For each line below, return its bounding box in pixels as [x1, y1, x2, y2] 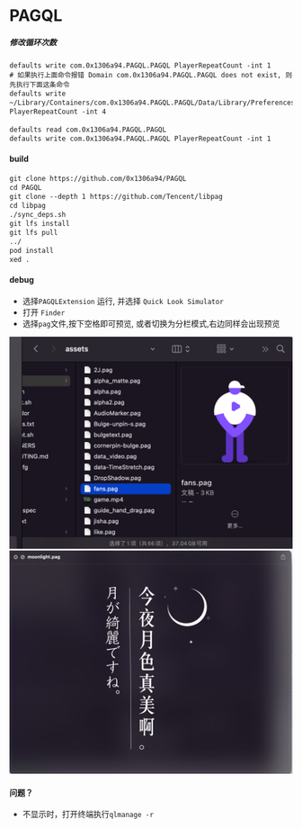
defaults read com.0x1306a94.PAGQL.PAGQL [9, 125, 167, 135]
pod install [9, 247, 54, 256]
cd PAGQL [9, 184, 42, 193]
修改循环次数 [9, 37, 57, 48]
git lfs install [9, 220, 70, 229]
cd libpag [9, 202, 47, 211]
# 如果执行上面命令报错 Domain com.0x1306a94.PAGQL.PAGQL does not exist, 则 [9, 71, 293, 80]
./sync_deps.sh [9, 211, 67, 220]
